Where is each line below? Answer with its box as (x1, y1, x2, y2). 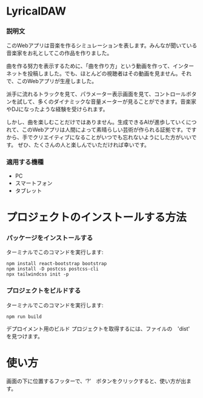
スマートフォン (15, 179, 53, 186)
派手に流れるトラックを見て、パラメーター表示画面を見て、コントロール (6, 90, 187, 98)
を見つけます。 (6, 332, 44, 340)
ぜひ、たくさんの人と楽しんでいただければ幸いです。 (18, 141, 150, 149)
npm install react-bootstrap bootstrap (6, 261, 107, 267)
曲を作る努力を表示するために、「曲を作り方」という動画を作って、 (6, 62, 173, 70)
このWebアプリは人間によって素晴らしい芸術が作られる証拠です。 (21, 126, 187, 133)
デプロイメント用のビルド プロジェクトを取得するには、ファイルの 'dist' (6, 325, 190, 332)
